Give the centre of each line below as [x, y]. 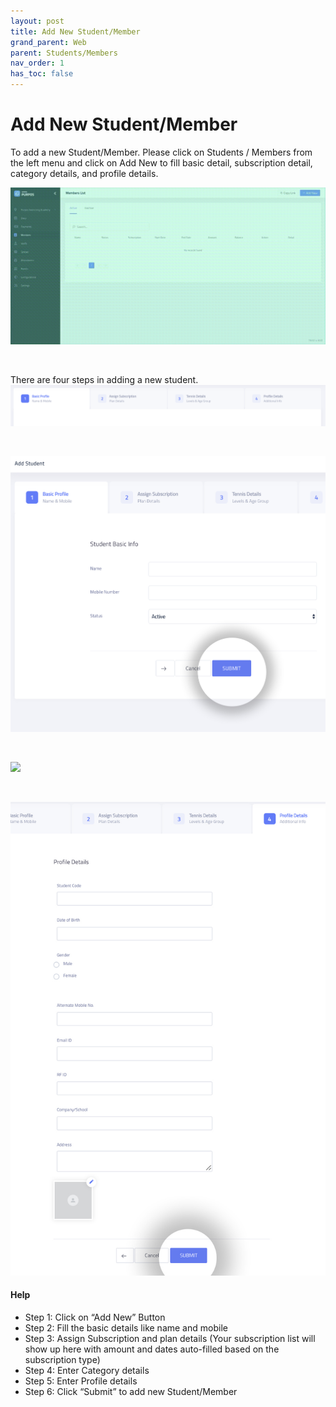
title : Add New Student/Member [75, 31]
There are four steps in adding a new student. [104, 380]
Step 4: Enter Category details [87, 1370]
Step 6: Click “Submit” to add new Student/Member [131, 1391]
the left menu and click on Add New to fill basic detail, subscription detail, [161, 162]
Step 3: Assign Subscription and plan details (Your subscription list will [170, 1338]
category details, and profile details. [84, 173]
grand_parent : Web [48, 42]
